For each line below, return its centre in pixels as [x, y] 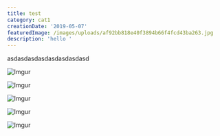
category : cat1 [29, 20]
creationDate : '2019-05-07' [47, 26]
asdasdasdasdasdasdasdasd [48, 58]
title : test [24, 13]
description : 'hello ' [40, 39]
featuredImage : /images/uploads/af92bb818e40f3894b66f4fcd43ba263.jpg [110, 33]
